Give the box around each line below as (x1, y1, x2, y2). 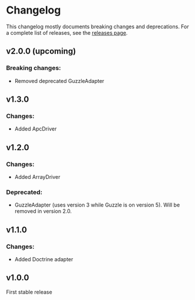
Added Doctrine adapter (14, 255, 73, 262)
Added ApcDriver (14, 125, 57, 132)
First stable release (6, 288, 53, 295)
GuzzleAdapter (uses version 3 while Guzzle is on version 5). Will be (14, 201, 180, 209)
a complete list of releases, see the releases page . (6, 29, 128, 36)
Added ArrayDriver (14, 174, 60, 180)
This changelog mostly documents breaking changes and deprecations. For (6, 23, 189, 30)
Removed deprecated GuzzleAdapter (14, 77, 105, 84)
